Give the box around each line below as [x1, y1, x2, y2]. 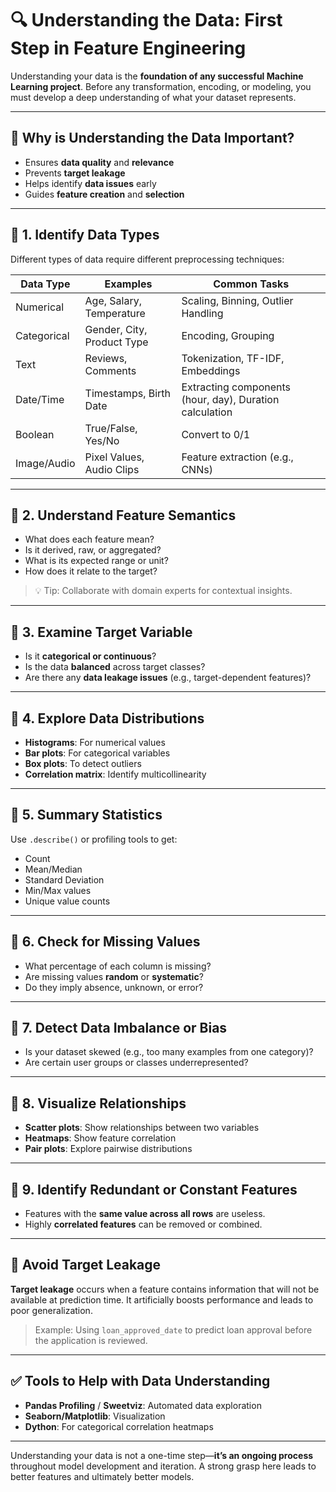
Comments [84, 363, 137, 377]
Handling [181, 306, 224, 320]
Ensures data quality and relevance [24, 156, 175, 168]
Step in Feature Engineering [10, 37, 247, 60]
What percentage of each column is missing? [24, 960, 212, 972]
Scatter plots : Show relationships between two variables [24, 1122, 260, 1134]
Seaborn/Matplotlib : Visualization [24, 1410, 166, 1422]
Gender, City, [84, 322, 148, 336]
